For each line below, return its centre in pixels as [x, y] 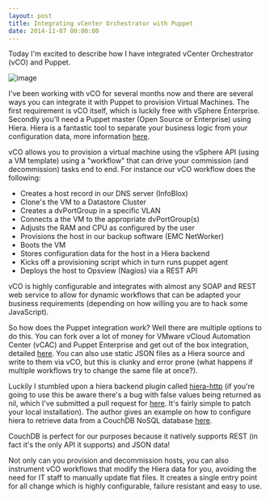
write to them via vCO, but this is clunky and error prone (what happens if [131, 362]
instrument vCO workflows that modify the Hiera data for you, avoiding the [133, 469]
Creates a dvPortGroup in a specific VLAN [90, 211]
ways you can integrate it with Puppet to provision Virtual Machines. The [129, 103]
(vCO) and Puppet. [40, 62]
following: [25, 178]
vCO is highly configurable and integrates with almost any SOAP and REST [133, 287]
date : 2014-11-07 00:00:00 [54, 31]
